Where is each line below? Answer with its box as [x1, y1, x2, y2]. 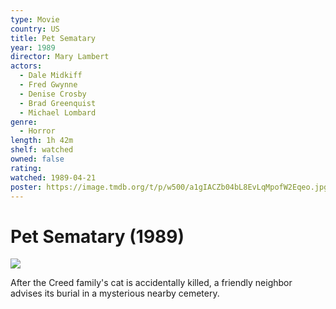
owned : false [10, 154, 65, 164]
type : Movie [10, 14, 60, 25]
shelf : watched [10, 145, 74, 155]
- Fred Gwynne [19, 80, 78, 90]
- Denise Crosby [19, 89, 87, 99]
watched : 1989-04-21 [10, 172, 97, 183]
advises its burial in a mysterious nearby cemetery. [10, 287, 220, 300]
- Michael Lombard [19, 107, 97, 118]
